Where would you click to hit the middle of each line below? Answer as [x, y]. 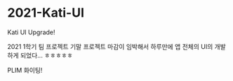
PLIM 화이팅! [25, 70]
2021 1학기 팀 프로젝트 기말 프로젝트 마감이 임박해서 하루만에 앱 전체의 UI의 [110, 46]
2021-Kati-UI [46, 13]
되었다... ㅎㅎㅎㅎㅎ [46, 55]
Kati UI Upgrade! [31, 32]
